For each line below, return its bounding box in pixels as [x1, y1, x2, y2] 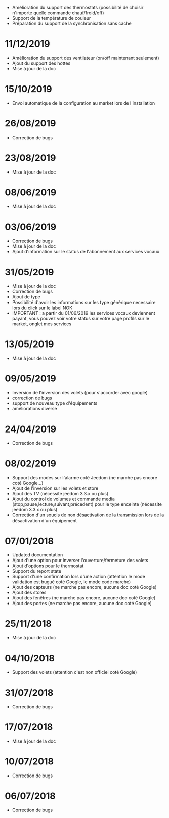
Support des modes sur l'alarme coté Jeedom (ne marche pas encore [12, 475, 158, 481]
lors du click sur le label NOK [12, 305, 73, 311]
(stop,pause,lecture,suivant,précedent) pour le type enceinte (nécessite [12, 501, 162, 507]
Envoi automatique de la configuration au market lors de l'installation [12, 100, 155, 106]
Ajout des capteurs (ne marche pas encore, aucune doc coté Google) [12, 584, 157, 590]
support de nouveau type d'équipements [12, 400, 98, 406]
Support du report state [12, 568, 62, 574]
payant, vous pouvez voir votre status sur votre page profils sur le [12, 315, 150, 321]
